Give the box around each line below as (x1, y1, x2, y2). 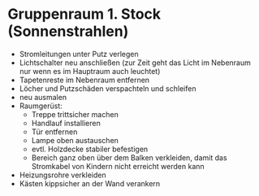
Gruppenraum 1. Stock (7, 5, 162, 24)
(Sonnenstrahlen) (7, 22, 129, 41)
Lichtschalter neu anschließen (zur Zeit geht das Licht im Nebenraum (19, 58, 251, 68)
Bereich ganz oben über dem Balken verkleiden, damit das (31, 152, 228, 163)
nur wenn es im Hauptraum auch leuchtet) (19, 66, 161, 76)
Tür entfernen (31, 127, 78, 137)
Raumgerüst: (19, 101, 63, 111)
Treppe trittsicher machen (31, 109, 119, 119)
